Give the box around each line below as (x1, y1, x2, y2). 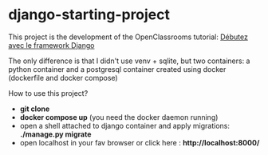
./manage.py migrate (19, 129, 92, 139)
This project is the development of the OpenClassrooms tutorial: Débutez (8, 32, 249, 42)
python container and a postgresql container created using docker (8, 64, 227, 74)
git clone (19, 104, 50, 113)
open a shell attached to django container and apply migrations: (19, 121, 230, 130)
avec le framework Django (8, 40, 95, 50)
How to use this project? (8, 88, 89, 97)
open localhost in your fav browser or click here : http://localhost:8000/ (19, 137, 260, 147)
